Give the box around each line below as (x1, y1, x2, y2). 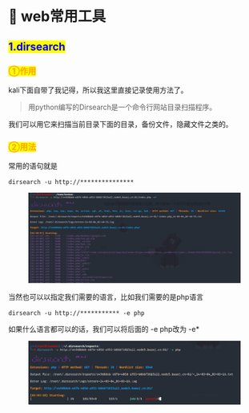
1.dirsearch (8, 39, 66, 53)
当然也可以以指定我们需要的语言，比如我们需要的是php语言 (8, 292, 204, 301)
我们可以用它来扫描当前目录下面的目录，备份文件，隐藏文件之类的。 (8, 119, 233, 129)
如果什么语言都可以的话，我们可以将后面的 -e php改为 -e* (8, 324, 200, 333)
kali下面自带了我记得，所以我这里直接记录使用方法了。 (8, 85, 188, 95)
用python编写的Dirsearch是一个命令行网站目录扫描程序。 (27, 102, 217, 112)
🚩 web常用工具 (8, 7, 106, 26)
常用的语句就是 (8, 162, 58, 171)
